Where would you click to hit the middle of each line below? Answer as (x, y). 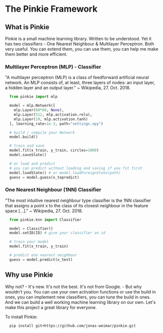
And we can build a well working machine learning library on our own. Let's (80, 302)
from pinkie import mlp (33, 97)
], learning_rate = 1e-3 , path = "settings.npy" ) (56, 124)
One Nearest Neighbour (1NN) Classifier (53, 190)
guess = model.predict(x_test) (41, 259)
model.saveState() (28, 155)
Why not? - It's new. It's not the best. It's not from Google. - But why (73, 287)
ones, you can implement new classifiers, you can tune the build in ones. (78, 297)
